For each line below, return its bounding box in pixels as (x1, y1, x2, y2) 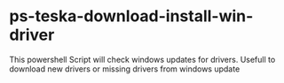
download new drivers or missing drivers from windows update (9, 64, 241, 74)
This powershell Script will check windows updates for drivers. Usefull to (9, 54, 276, 64)
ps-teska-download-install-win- (9, 6, 254, 26)
